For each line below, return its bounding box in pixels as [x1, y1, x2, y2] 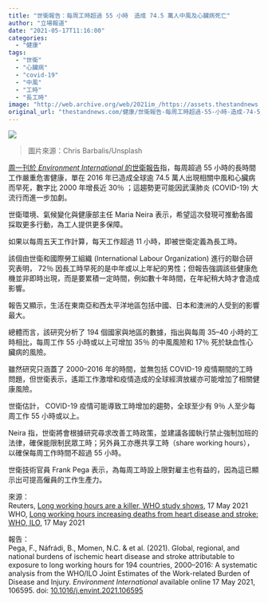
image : [8, 100, 30, 108]
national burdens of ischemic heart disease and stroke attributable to [8, 552, 235, 561]
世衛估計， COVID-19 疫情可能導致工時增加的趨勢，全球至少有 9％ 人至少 [8, 401, 249, 411]
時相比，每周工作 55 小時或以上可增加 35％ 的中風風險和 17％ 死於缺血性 [8, 337, 246, 347]
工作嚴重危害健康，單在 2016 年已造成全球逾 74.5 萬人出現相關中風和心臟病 [8, 173, 256, 182]
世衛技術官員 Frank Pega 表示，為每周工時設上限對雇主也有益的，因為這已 [8, 465, 253, 475]
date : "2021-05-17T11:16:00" [8, 26, 105, 34]
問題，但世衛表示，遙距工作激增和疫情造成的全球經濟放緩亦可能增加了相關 [8, 374, 253, 384]
